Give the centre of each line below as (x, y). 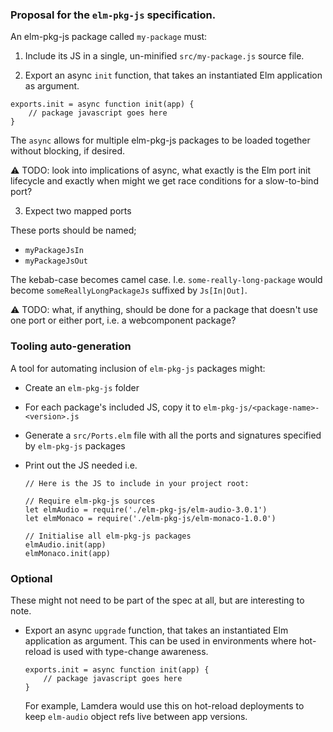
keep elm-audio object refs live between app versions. (136, 716)
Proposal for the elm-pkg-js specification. (113, 15)
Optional (31, 578)
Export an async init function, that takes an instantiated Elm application (173, 75)
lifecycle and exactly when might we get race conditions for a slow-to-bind (164, 181)
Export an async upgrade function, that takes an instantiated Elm (156, 630)
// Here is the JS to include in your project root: (137, 483)
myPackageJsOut (56, 261)
